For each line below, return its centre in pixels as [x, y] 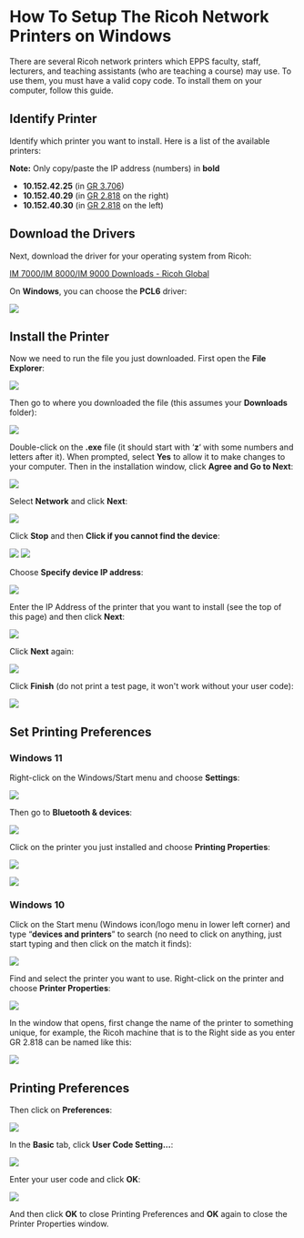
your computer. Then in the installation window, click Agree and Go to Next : [152, 467]
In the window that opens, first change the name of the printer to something [152, 1023]
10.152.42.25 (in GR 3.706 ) [73, 186]
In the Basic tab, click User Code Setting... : [91, 1145]
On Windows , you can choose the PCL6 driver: [98, 291]
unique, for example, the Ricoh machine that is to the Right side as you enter [152, 1033]
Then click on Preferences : [61, 1110]
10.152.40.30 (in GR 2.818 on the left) [93, 205]
